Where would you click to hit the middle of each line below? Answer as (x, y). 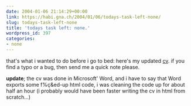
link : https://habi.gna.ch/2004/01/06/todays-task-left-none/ (83, 17)
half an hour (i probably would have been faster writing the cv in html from (96, 91)
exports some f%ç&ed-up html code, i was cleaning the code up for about (96, 84)
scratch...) (18, 97)
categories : (21, 39)
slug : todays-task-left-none (42, 22)
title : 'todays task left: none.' (48, 28)
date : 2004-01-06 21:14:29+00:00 (47, 11)
